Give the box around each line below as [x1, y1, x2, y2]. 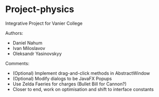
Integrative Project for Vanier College [5, 20, 83, 26]
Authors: [5, 30, 23, 36]
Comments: [5, 60, 29, 66]
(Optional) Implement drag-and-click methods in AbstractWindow [12, 70, 150, 76]
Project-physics [5, 4, 75, 15]
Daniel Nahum [12, 39, 43, 46]
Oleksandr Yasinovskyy [12, 51, 62, 57]
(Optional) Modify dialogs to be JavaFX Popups [12, 75, 112, 81]
